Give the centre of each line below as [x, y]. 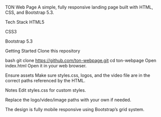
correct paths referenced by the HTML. [45, 81]
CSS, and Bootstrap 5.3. [30, 12]
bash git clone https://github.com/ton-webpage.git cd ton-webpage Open [81, 60]
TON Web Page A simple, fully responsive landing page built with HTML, [79, 7]
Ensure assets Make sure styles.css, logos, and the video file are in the [78, 75]
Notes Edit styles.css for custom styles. [45, 90]
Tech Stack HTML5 [25, 22]
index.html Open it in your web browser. [46, 66]
